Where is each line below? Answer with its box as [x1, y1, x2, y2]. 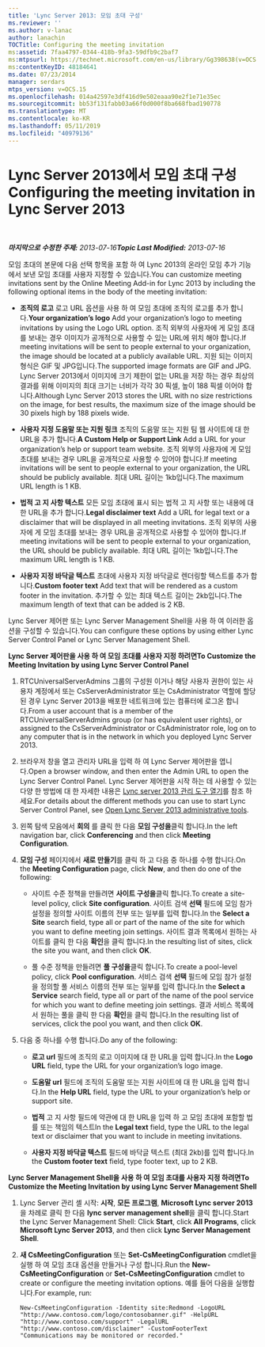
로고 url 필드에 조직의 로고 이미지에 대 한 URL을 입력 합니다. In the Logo [31, 1052, 253, 1061]
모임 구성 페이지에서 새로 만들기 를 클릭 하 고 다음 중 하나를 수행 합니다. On [19, 854, 246, 864]
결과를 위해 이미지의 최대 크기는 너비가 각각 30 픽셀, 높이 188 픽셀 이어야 [19, 381, 244, 390]
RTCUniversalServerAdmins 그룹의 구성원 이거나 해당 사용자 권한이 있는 [19, 676, 245, 686]
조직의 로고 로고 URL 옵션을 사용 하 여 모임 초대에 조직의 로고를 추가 [19, 303, 229, 313]
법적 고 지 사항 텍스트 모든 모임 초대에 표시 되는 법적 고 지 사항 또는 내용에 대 [19, 497, 255, 507]
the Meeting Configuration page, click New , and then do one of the [19, 864, 242, 873]
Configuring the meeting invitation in [8, 183, 256, 201]
